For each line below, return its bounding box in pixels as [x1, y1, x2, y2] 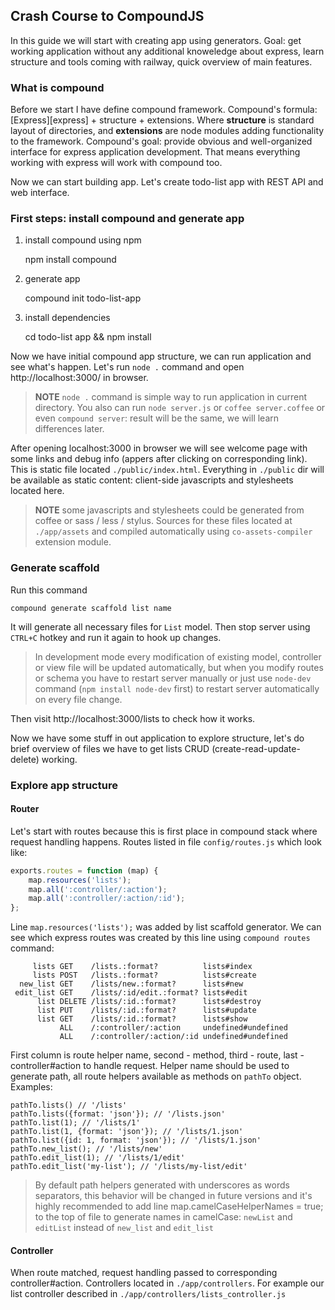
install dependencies [24, 312, 111, 324]
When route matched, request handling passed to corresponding [10, 1267, 278, 1279]
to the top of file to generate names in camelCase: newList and [34, 1211, 293, 1223]
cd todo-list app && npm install [24, 331, 152, 343]
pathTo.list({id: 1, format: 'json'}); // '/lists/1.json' [10, 1135, 262, 1146]
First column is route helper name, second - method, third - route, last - [10, 1049, 305, 1061]
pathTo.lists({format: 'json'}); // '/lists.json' [10, 1109, 226, 1119]
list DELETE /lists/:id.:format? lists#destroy [36, 997, 262, 1007]
